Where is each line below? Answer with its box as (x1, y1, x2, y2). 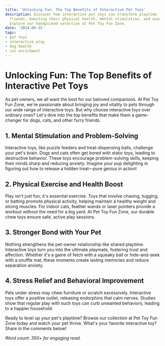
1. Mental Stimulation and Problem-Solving (5, 132, 138, 140)
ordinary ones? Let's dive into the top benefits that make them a (5, 112, 135, 118)
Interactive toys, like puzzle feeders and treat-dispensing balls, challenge (5, 145, 153, 151)
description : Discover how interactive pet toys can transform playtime (5, 12, 157, 17)
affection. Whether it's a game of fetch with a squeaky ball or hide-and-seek (5, 252, 160, 258)
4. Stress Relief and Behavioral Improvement (5, 277, 144, 285)
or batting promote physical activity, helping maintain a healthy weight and (5, 198, 156, 205)
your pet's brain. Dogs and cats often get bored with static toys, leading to (5, 150, 156, 156)
